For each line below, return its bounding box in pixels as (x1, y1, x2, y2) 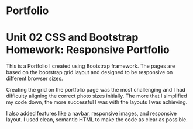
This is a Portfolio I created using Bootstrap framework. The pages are (6, 62, 175, 69)
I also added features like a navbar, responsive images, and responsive (6, 110, 177, 117)
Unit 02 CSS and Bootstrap (6, 31, 139, 44)
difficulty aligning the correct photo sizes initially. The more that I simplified (6, 92, 187, 100)
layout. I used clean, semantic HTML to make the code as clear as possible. (6, 116, 188, 123)
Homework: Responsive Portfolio (6, 43, 170, 57)
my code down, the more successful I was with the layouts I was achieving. (6, 99, 188, 106)
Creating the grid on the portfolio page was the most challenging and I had (6, 86, 186, 93)
